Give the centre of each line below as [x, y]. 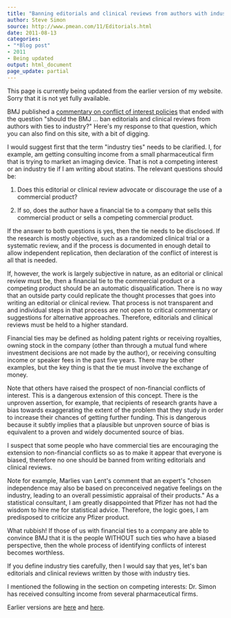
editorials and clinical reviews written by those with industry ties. [99, 573]
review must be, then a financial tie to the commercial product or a [101, 280]
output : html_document [40, 65]
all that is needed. [32, 260]
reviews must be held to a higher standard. [68, 325]
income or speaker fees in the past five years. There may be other [101, 360]
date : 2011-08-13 [32, 33]
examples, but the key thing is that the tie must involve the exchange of [108, 367]
